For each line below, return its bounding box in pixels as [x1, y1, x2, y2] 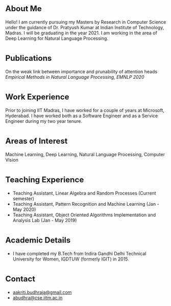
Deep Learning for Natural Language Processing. [5, 35, 109, 41]
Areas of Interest [5, 136, 68, 146]
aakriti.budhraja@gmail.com [12, 289, 72, 295]
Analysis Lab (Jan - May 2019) [12, 217, 77, 223]
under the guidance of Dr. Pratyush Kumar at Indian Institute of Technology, [5, 24, 164, 30]
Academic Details [5, 235, 71, 245]
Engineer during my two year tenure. [5, 118, 83, 124]
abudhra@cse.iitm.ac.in [12, 294, 63, 300]
